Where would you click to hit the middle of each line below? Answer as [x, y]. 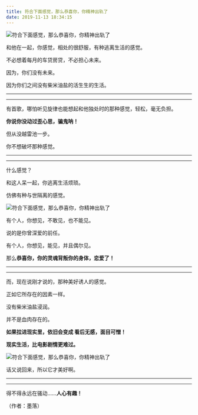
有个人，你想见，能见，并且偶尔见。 [50, 245]
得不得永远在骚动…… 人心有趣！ [44, 393]
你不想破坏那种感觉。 [32, 146]
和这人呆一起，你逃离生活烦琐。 [45, 182]
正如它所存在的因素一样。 [37, 294]
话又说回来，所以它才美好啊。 [42, 369]
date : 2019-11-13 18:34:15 [39, 17]
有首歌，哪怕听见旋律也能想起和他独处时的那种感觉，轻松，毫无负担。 [91, 108]
